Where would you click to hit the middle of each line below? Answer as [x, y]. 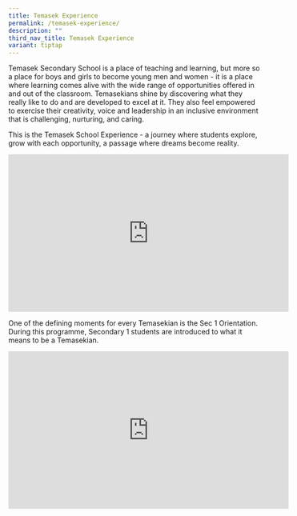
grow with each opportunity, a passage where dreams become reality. [124, 143]
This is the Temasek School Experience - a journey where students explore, [133, 135]
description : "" [35, 30]
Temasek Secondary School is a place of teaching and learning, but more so [134, 68]
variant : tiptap [35, 46]
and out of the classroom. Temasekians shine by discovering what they [125, 94]
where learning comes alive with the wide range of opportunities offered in [131, 86]
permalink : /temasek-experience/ [64, 23]
